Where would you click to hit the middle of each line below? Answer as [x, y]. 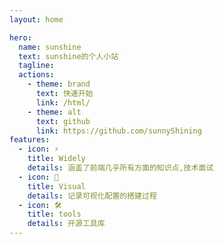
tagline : [36, 66]
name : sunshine [50, 47]
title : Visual [56, 186]
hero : [20, 37]
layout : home [36, 19]
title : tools [54, 214]
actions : [36, 75]
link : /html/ [63, 102]
